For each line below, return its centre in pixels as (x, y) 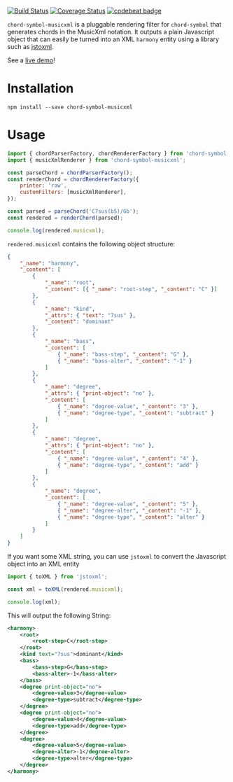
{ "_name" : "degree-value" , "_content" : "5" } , (128, 504)
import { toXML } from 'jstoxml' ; (58, 577)
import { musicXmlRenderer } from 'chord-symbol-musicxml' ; (97, 160)
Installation (41, 89)
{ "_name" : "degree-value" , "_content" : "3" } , (128, 406)
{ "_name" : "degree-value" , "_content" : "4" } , (128, 459)
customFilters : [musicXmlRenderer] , (73, 193)
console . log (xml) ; (34, 602)
